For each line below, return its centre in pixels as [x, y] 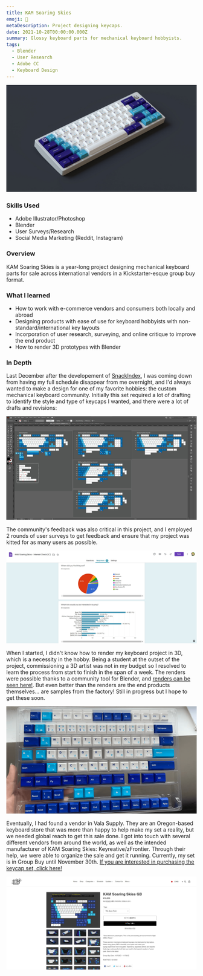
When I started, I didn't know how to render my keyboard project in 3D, [95, 653]
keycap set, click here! [34, 868]
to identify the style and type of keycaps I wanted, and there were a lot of [98, 401]
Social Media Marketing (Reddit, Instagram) [69, 238]
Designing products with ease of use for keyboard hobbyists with [96, 321]
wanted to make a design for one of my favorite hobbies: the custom [92, 389]
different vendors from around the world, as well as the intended [86, 842]
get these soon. [26, 698]
